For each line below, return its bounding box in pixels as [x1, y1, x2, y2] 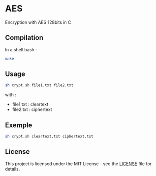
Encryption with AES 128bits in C [5, 19, 71, 25]
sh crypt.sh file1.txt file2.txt [5, 83, 74, 88]
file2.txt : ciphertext [12, 106, 53, 112]
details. [5, 166, 20, 172]
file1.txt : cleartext [12, 102, 48, 107]
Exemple [5, 121, 32, 129]
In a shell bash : [5, 46, 37, 52]
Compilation [5, 34, 43, 42]
